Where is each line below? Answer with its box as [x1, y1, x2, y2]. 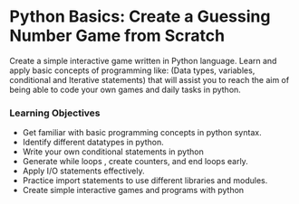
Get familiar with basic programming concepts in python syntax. [22, 127, 262, 138]
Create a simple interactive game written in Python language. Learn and [9, 55, 277, 66]
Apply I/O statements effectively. [22, 165, 145, 177]
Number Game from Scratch [9, 25, 226, 46]
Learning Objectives [9, 107, 101, 119]
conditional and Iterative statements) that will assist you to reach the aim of [9, 74, 290, 85]
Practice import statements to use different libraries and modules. [22, 175, 268, 186]
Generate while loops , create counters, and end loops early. [22, 156, 249, 167]
